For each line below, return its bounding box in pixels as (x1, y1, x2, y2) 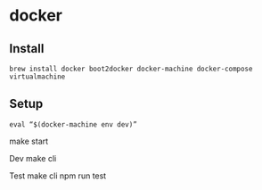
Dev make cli (9, 153, 57, 163)
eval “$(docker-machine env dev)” (9, 120, 138, 129)
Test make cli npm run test (9, 170, 107, 181)
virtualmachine (9, 72, 66, 81)
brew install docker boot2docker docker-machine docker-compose (9, 64, 253, 73)
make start (9, 136, 49, 146)
